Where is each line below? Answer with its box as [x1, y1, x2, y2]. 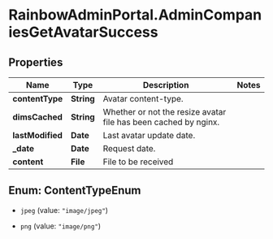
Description [142, 80, 189, 90]
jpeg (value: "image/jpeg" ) [19, 205, 108, 215]
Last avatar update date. [102, 130, 196, 141]
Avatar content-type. [102, 93, 184, 104]
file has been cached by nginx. [102, 116, 220, 128]
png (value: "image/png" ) [19, 221, 102, 231]
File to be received [102, 156, 174, 167]
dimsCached [12, 111, 63, 123]
